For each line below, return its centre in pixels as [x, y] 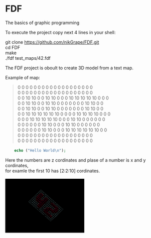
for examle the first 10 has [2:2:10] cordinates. [53, 171]
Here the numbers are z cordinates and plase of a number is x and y [75, 160]
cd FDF [13, 47]
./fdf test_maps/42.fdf [28, 58]
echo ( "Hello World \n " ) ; [40, 150]
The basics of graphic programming [42, 23]
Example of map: [23, 77]
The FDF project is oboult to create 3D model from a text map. [69, 68]
